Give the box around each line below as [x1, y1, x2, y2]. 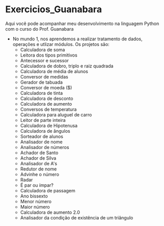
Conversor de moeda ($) [20, 84, 72, 90]
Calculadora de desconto [20, 95, 73, 102]
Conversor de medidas [20, 73, 69, 80]
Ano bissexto [20, 193, 48, 199]
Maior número [20, 204, 50, 210]
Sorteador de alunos [20, 133, 64, 139]
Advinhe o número [20, 171, 60, 177]
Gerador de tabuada [20, 79, 63, 85]
